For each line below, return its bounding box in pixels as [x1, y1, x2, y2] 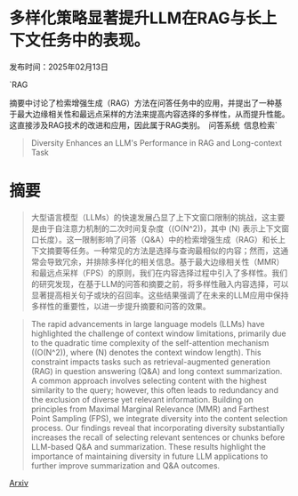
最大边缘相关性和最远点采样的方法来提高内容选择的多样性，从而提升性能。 [16, 108, 290, 119]
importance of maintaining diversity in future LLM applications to [30, 451, 269, 461]
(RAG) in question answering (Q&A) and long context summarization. [30, 365, 283, 376]
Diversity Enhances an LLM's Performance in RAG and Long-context [30, 137, 282, 148]
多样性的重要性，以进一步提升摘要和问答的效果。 [30, 300, 211, 311]
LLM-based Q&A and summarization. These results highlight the [30, 441, 267, 452]
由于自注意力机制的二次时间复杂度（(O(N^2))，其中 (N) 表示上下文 [38, 223, 282, 234]
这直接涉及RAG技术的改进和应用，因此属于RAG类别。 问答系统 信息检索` [9, 119, 278, 130]
